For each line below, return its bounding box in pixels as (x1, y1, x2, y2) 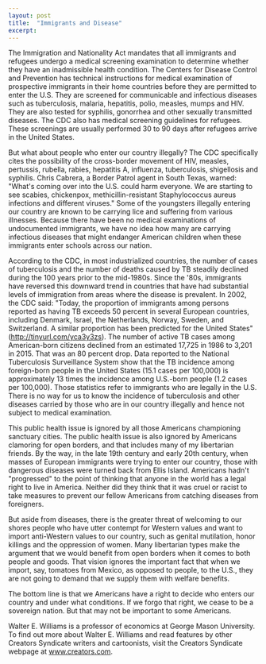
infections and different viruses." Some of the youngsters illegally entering (8, 199, 251, 208)
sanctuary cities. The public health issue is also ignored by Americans (8, 432, 237, 442)
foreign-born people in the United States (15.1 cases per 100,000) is (8, 366, 229, 376)
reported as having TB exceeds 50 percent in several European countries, (8, 307, 250, 316)
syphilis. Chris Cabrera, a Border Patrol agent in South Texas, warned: (8, 173, 237, 183)
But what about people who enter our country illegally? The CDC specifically (8, 148, 259, 157)
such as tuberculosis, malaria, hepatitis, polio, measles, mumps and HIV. (8, 98, 245, 108)
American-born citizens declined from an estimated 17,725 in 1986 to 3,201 (8, 341, 253, 350)
